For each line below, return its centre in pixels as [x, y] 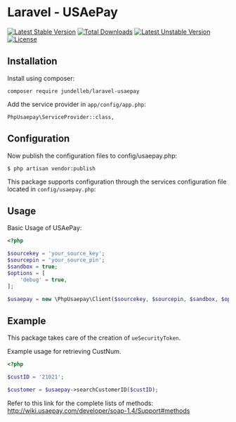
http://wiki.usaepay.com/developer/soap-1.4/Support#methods [99, 410]
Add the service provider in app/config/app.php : [77, 104]
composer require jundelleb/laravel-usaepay [73, 91]
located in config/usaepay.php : [52, 189]
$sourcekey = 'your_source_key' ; [56, 254]
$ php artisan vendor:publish [52, 168]
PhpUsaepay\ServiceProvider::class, [61, 117]
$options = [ [26, 273]
